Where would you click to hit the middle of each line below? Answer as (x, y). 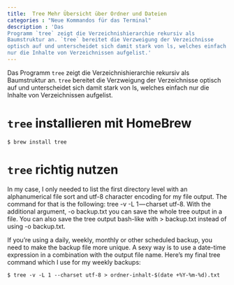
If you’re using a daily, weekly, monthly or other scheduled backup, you (110, 239)
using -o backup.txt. (36, 226)
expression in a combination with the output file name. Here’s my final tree (114, 255)
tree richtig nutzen (63, 169)
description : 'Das (36, 27)
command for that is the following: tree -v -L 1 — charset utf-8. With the (109, 204)
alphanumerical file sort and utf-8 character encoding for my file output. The (117, 196)
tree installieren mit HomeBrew (100, 124)
